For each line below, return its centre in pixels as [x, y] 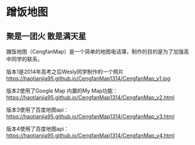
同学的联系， [27, 59]
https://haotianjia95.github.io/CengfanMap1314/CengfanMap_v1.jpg [88, 78]
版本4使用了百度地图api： [38, 129]
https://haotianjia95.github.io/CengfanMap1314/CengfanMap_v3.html [90, 116]
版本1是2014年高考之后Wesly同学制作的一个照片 [65, 72]
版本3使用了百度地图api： [38, 110]
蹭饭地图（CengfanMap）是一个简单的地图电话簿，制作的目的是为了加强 [95, 52]
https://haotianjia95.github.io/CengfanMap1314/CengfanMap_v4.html [90, 135]
